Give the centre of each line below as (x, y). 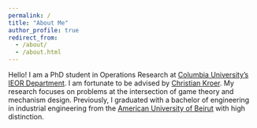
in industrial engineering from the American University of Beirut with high (127, 108)
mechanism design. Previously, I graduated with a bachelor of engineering (129, 100)
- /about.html (38, 52)
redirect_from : (33, 38)
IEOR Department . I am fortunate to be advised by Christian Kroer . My (121, 83)
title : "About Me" (38, 23)
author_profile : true (44, 30)
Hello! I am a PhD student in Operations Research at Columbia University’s (128, 75)
